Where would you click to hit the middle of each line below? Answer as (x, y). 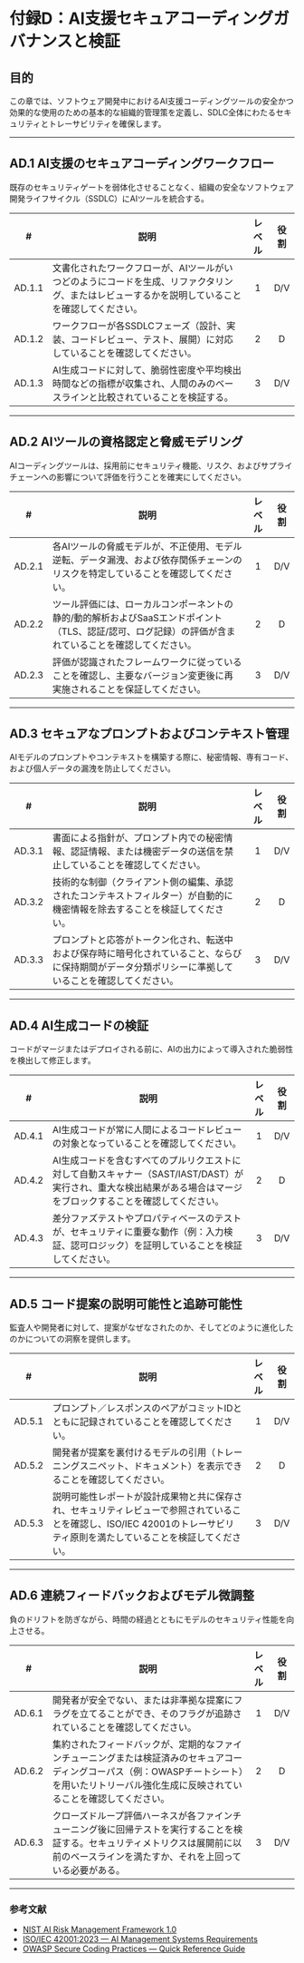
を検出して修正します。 (53, 1060)
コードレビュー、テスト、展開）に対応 (152, 339)
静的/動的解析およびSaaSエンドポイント (138, 618)
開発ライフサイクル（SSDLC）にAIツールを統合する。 (109, 198)
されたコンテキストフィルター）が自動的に (142, 896)
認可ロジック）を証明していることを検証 (156, 1245)
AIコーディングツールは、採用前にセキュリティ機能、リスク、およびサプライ (151, 465)
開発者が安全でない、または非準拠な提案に (142, 1700)
